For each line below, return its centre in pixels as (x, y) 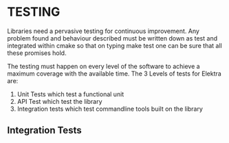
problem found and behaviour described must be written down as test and (112, 38)
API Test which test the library (59, 101)
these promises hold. (37, 53)
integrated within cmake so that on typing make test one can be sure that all (115, 45)
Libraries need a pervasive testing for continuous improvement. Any (103, 31)
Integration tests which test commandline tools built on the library (110, 109)
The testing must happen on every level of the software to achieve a (104, 66)
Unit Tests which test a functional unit (70, 94)
